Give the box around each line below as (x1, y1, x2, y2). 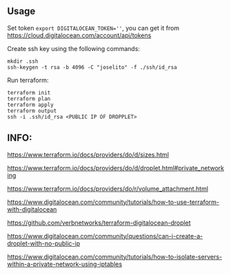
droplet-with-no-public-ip (7, 239, 81, 247)
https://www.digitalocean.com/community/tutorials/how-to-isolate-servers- (7, 252, 223, 261)
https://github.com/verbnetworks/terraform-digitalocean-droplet (7, 218, 191, 227)
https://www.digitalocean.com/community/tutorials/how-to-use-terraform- (7, 198, 219, 206)
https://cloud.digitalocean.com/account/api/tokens (7, 31, 152, 39)
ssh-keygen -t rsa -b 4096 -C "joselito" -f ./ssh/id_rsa (7, 63, 177, 71)
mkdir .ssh (7, 58, 39, 65)
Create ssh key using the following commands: (7, 44, 140, 52)
